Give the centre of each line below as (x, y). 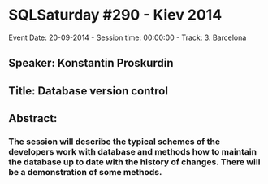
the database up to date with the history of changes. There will (134, 162)
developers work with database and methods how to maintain (133, 152)
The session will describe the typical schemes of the (115, 142)
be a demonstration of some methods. (85, 173)
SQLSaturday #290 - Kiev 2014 (115, 15)
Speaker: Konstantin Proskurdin (91, 63)
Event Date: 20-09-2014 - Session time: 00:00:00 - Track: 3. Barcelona (128, 37)
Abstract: (33, 118)
